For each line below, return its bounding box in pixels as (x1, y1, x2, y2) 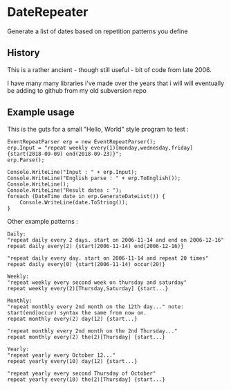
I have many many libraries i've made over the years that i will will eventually (7, 79, 225, 87)
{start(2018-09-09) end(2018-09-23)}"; (7, 150, 122, 157)
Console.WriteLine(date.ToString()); (19, 199, 129, 206)
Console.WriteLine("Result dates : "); (7, 186, 122, 194)
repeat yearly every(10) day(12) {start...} (7, 357, 138, 364)
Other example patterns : (7, 217, 78, 225)
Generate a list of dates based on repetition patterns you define (7, 27, 188, 35)
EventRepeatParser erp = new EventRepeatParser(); (7, 138, 156, 145)
